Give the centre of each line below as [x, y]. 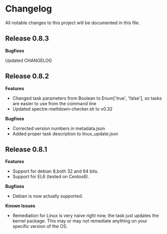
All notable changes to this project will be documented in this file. [73, 23]
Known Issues [20, 206]
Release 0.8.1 [26, 149]
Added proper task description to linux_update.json [65, 133]
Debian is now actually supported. [48, 196]
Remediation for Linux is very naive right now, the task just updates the [86, 216]
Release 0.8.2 [27, 76]
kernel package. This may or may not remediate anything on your [80, 221]
